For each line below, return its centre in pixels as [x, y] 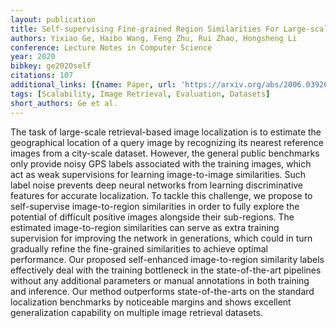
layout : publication [53, 19]
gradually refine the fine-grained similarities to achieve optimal [139, 248]
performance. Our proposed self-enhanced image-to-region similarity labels [167, 259]
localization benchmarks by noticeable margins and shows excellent [151, 302]
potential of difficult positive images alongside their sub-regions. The [152, 217]
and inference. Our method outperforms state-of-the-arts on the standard [162, 291]
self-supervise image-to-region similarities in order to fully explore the [155, 206]
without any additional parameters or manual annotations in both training [160, 280]
